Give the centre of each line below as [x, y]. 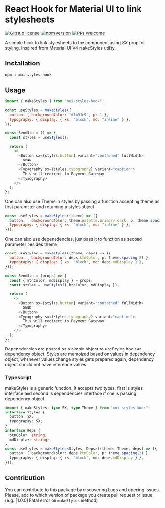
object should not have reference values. [46, 365]
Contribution [25, 478]
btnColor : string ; [28, 435]
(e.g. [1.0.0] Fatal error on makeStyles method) [52, 500]
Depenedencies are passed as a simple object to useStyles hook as [73, 349]
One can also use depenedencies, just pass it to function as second [74, 239]
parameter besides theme [31, 244]
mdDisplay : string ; [29, 440]
